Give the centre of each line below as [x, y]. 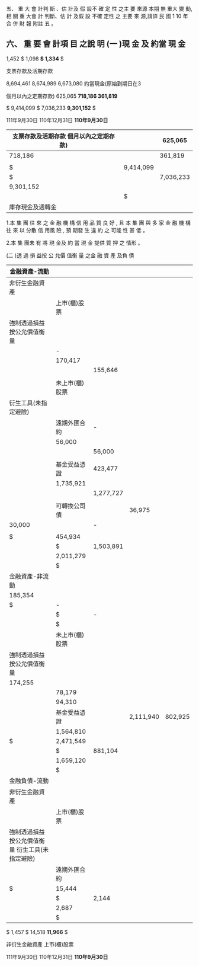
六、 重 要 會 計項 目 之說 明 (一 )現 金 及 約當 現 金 [96, 44]
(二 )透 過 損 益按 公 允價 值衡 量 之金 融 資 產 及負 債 [70, 255]
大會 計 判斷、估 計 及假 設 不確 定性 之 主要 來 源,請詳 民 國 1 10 [104, 16]
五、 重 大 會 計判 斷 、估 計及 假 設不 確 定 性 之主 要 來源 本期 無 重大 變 [95, 9]
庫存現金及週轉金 [33, 207]
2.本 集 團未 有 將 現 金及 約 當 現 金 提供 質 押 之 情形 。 [75, 242]
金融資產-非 [26, 576]
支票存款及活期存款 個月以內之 [54, 136]
